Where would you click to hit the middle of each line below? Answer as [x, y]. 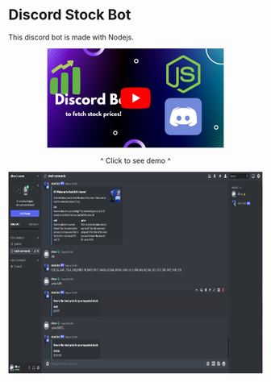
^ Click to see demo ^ [135, 160]
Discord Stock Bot [70, 15]
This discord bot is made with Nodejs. [71, 37]
